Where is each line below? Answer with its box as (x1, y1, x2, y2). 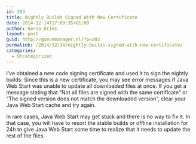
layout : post (6, 31, 39, 37)
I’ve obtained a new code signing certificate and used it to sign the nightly (6, 69, 188, 76)
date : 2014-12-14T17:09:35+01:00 (6, 20, 90, 26)
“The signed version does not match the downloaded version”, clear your (6, 95, 186, 102)
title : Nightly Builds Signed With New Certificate (6, 14, 137, 20)
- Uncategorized (11, 53, 52, 59)
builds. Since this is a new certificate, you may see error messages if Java (6, 76, 189, 83)
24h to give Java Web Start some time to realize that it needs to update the (6, 125, 191, 133)
